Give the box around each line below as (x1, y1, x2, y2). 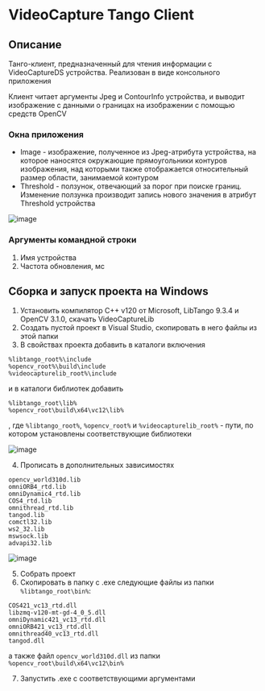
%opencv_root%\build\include (8, 362, 106, 371)
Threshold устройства (19, 199, 96, 209)
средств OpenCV (8, 109, 67, 118)
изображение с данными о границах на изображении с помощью (8, 101, 235, 110)
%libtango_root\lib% (8, 399, 78, 408)
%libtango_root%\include (8, 356, 92, 364)
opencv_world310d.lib (8, 476, 81, 484)
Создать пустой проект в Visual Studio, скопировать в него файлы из (19, 323, 258, 333)
